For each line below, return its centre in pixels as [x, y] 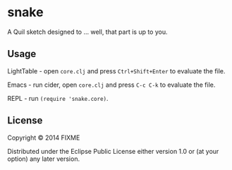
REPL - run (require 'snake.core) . [58, 98]
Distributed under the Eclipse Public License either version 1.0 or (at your [113, 151]
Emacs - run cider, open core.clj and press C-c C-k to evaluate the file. [111, 85]
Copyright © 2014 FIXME [44, 138]
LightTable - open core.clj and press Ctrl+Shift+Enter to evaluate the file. [116, 71]
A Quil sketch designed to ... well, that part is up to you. [87, 32]
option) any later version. [43, 159]
